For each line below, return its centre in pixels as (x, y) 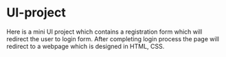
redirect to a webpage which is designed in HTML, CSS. (86, 46)
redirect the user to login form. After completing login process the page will (113, 38)
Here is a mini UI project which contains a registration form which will (104, 32)
